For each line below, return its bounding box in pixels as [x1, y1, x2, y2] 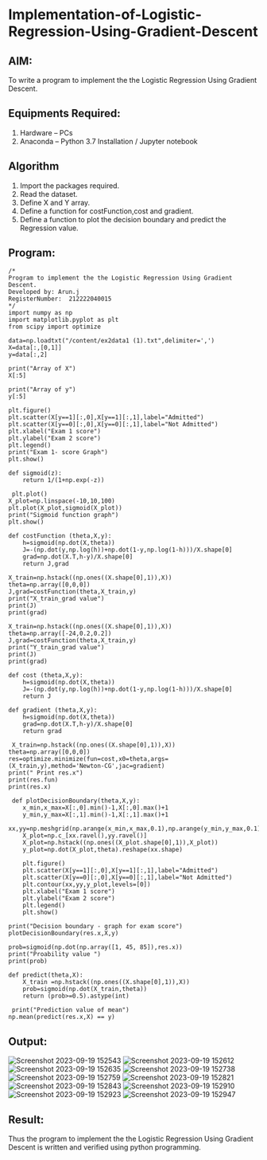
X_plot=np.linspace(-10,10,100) [8, 497, 115, 505]
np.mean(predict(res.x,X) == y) [8, 1013, 115, 1021]
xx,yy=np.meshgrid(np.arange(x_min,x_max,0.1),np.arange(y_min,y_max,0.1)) [8, 825, 265, 833]
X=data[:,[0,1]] [8, 344, 62, 352]
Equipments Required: [8, 107, 121, 120]
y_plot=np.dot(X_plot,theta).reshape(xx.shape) [22, 846, 183, 854]
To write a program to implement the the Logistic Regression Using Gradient [8, 76, 257, 84]
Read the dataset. [19, 189, 78, 198]
